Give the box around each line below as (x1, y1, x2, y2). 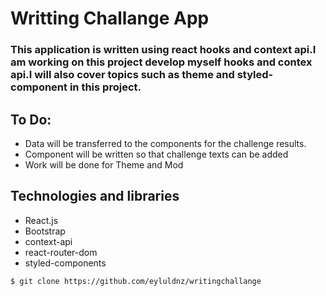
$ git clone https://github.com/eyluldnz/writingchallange (10, 276, 262, 286)
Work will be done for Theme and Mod (24, 158, 184, 171)
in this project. (69, 80, 142, 94)
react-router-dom (24, 246, 98, 258)
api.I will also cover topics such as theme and (10, 68, 235, 82)
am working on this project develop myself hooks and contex (10, 55, 313, 69)
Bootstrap (24, 225, 66, 237)
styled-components (24, 257, 107, 269)
